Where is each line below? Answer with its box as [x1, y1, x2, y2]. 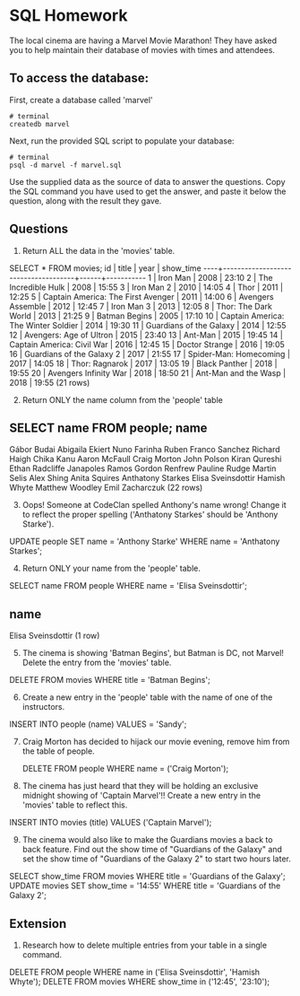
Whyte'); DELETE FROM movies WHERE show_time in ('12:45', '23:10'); [9, 976, 270, 987]
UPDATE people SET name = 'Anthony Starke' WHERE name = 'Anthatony [9, 536, 280, 547]
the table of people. [21, 746, 96, 756]
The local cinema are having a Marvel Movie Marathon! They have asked [9, 35, 278, 46]
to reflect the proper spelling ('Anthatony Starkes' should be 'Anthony [21, 509, 279, 520]
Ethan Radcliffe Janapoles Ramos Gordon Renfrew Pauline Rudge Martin [9, 463, 277, 474]
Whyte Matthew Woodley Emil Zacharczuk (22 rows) [9, 482, 203, 494]
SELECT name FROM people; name [9, 420, 208, 435]
